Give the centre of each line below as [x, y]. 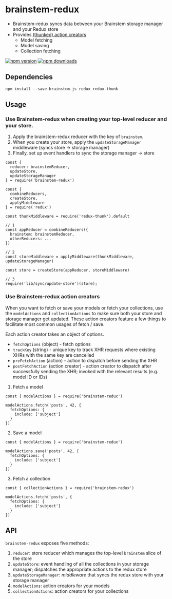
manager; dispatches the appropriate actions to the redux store [80, 569]
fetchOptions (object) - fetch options [52, 344]
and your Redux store [35, 29]
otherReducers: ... [31, 239]
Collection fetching [40, 51]
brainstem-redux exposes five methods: [47, 543]
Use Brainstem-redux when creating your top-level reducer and [86, 119]
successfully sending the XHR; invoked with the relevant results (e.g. [85, 371]
